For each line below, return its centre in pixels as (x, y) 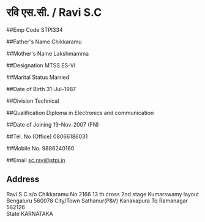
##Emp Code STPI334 (35, 29)
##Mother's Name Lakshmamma (48, 53)
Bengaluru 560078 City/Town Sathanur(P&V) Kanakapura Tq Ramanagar (97, 201)
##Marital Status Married (38, 77)
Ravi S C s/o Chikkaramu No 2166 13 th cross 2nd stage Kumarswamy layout (102, 194)
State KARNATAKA (30, 213)
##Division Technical (33, 101)
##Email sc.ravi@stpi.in (36, 160)
